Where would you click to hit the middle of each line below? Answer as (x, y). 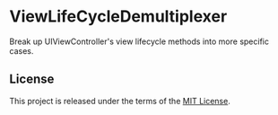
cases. (22, 50)
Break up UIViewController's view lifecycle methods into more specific (139, 41)
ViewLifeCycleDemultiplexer (118, 17)
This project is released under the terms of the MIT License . (120, 101)
